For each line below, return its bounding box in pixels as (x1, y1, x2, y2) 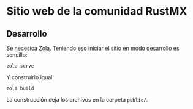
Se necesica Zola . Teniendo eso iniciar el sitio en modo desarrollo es (6, 44, 180, 52)
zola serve (6, 63, 34, 69)
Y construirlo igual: (6, 74, 54, 80)
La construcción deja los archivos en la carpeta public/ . (6, 96, 148, 103)
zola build (6, 85, 34, 91)
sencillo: (6, 51, 28, 58)
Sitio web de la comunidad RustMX (6, 4, 187, 18)
